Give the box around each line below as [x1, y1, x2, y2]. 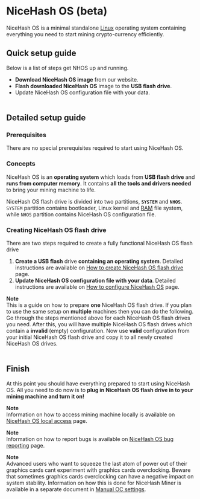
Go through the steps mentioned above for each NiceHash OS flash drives [6, 314, 191, 321]
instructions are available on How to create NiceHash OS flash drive [14, 264, 184, 271]
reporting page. [6, 442, 45, 449]
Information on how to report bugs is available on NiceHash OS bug [6, 435, 173, 442]
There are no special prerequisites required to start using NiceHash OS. [6, 144, 184, 152]
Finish [6, 364, 30, 374]
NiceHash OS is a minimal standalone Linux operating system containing [6, 24, 186, 31]
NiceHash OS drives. [6, 340, 58, 347]
